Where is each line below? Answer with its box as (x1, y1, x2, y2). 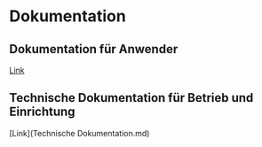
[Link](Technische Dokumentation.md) (9, 128, 150, 138)
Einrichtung (9, 104, 75, 120)
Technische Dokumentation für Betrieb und (9, 90, 254, 105)
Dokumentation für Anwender (9, 42, 179, 57)
